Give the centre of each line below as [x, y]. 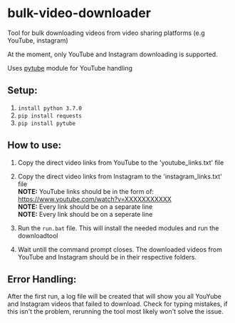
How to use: [35, 145]
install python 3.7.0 [49, 108]
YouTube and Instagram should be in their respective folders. [107, 257]
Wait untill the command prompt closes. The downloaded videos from [120, 249]
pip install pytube [47, 123]
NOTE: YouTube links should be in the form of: [86, 191]
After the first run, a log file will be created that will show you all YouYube [115, 297]
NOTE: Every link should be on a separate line [85, 206]
